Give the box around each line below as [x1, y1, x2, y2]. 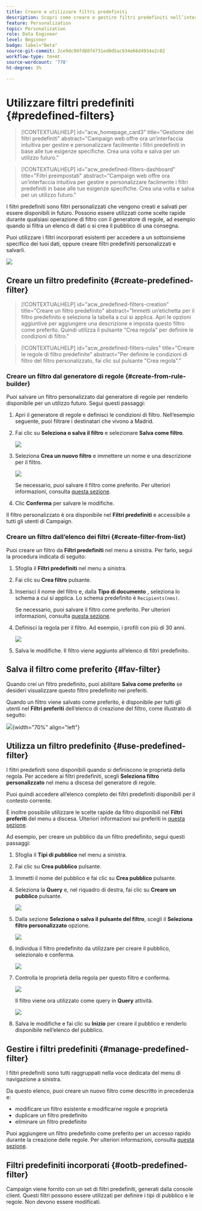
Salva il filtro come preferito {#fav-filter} [6, 664, 161, 674]
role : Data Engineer [6, 31, 58, 37]
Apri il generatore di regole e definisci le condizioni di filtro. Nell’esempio [14, 411, 195, 419]
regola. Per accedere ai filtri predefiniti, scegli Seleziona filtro [6, 772, 159, 780]
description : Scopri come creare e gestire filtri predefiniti [6, 14, 168, 20]
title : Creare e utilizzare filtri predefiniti [6, 8, 128, 15]
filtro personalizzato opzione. [14, 922, 90, 929]
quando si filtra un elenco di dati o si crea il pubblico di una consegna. [6, 222, 180, 229]
